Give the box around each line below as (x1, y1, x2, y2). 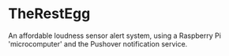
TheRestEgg (8, 5, 91, 23)
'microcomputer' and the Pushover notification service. (8, 39, 188, 48)
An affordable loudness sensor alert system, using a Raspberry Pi (8, 31, 221, 40)
